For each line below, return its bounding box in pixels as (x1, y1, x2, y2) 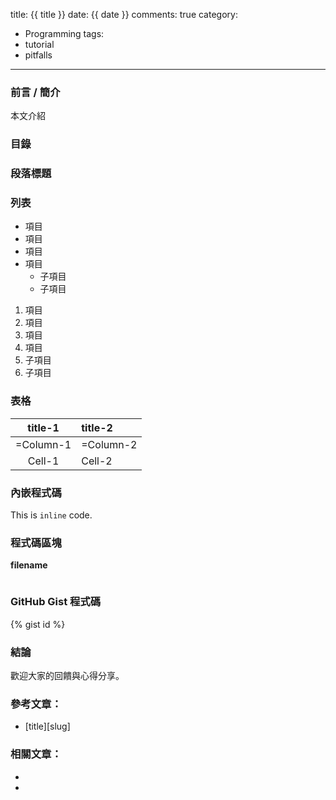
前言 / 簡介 (10, 85, 61, 99)
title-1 (27, 420, 60, 434)
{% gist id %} (10, 618, 66, 630)
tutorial (24, 39, 55, 50)
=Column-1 (15, 437, 72, 451)
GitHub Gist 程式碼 (10, 595, 102, 609)
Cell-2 (81, 454, 113, 468)
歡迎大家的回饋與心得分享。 (10, 669, 125, 681)
